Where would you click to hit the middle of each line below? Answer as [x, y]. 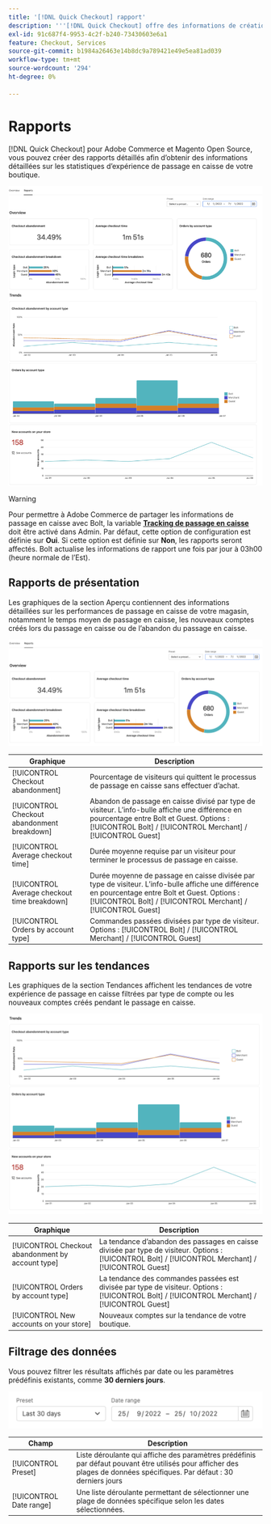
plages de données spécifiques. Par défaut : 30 [155, 1472]
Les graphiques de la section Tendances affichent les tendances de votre [130, 985]
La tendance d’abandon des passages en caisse [179, 1241]
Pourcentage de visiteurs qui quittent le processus [173, 777]
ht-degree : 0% [32, 77]
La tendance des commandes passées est [169, 1278]
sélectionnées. [100, 1509]
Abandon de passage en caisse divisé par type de [173, 802]
